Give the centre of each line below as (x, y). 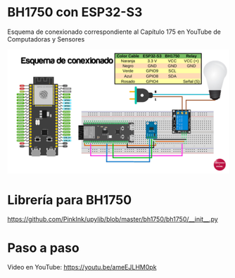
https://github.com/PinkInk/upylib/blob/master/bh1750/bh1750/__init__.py (113, 220)
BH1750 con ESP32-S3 (75, 12)
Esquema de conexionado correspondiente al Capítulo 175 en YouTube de (114, 32)
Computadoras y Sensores (46, 39)
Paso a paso (43, 248)
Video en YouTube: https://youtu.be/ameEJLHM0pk (82, 267)
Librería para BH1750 (70, 200)
